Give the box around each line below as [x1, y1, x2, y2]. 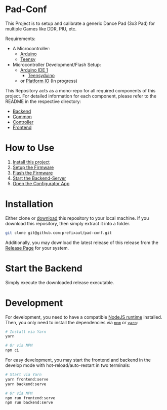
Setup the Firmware [12, 164, 54, 170]
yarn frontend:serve [5, 377, 49, 382]
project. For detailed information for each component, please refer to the [5, 93, 157, 99]
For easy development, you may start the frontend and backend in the [5, 357, 151, 363]
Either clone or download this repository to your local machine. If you [5, 215, 149, 221]
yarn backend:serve [5, 382, 47, 387]
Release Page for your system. [5, 245, 69, 251]
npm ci [5, 348, 19, 353]
